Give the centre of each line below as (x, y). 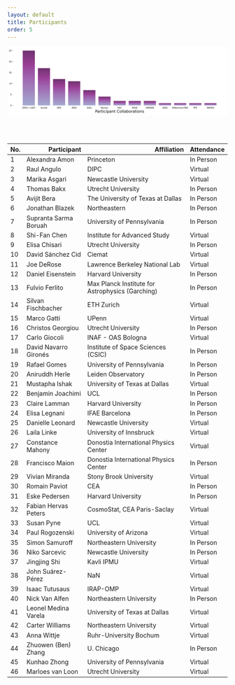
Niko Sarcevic (47, 552)
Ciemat (98, 255)
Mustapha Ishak (50, 384)
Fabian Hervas (48, 506)
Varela (36, 616)
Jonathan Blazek (51, 208)
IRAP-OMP (103, 588)
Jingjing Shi (44, 562)
